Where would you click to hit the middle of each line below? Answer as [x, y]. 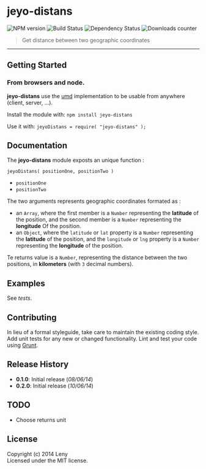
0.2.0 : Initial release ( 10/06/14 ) [54, 386]
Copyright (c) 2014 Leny [37, 454]
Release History [38, 364]
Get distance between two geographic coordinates [86, 40]
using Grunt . [23, 345]
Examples [26, 283]
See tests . [20, 298]
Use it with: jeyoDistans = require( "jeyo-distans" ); [76, 126]
